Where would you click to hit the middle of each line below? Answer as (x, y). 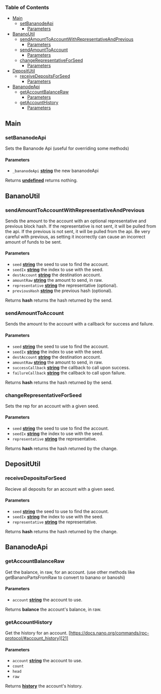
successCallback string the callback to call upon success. (71, 367)
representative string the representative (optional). (65, 285)
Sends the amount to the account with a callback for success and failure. (80, 324)
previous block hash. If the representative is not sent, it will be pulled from (80, 226)
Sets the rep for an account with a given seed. (52, 406)
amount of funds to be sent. (33, 242)
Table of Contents (27, 7)
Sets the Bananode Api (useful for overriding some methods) (67, 148)
